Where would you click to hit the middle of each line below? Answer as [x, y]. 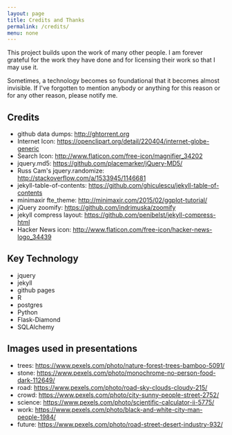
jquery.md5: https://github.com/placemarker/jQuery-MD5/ [100, 163]
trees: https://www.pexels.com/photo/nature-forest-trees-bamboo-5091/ [121, 365]
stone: [26, 373]
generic [28, 149]
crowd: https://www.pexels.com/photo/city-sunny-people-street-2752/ [118, 395]
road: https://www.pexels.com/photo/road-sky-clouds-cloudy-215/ [112, 387]
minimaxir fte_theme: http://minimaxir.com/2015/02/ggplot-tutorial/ [112, 200]
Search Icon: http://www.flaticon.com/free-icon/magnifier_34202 [110, 156]
